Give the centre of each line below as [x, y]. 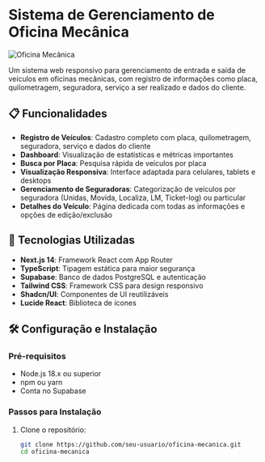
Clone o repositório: [53, 430]
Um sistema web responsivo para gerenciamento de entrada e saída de [127, 70]
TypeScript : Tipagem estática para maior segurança [107, 268]
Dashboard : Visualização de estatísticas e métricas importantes [127, 155]
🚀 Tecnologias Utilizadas [72, 240]
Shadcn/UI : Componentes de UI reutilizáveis [94, 294]
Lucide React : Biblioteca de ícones [78, 303]
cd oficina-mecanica [55, 452]
